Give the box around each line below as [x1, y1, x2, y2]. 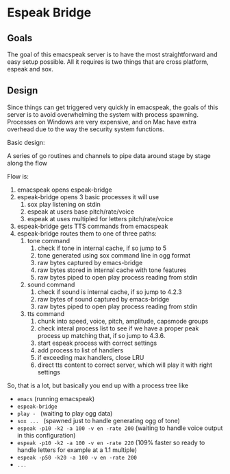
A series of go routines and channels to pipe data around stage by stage [7, 151, 211, 159]
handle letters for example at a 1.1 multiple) [16, 445, 138, 454]
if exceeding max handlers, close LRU [37, 353, 144, 361]
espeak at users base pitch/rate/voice [27, 207, 135, 216]
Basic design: [7, 138, 46, 146]
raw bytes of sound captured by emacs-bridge [37, 295, 170, 303]
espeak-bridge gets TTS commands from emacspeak [16, 222, 168, 230]
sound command [27, 280, 75, 289]
